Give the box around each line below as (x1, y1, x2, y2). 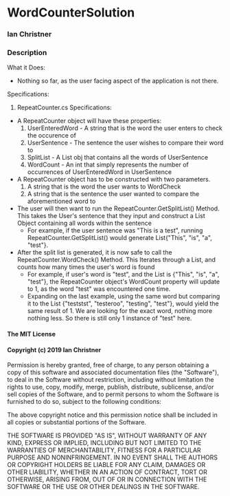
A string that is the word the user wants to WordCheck (27, 182, 181, 191)
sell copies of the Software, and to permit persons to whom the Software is (7, 390, 220, 398)
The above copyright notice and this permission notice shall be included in (7, 411, 218, 419)
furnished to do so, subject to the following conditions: (7, 398, 161, 406)
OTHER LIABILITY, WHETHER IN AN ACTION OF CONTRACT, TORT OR (7, 468, 207, 476)
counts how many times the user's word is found (16, 263, 155, 271)
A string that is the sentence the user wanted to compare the (27, 190, 200, 198)
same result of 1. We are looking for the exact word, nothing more (27, 307, 213, 315)
